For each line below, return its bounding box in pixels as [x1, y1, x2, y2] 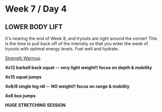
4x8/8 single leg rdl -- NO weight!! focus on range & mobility [5, 83, 130, 89]
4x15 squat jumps [5, 74, 42, 80]
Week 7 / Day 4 [5, 3, 67, 15]
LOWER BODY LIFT [5, 23, 63, 31]
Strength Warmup [5, 55, 40, 61]
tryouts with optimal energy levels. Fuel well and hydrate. [5, 46, 119, 51]
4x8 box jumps [5, 93, 36, 98]
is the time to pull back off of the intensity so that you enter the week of [5, 41, 148, 47]
